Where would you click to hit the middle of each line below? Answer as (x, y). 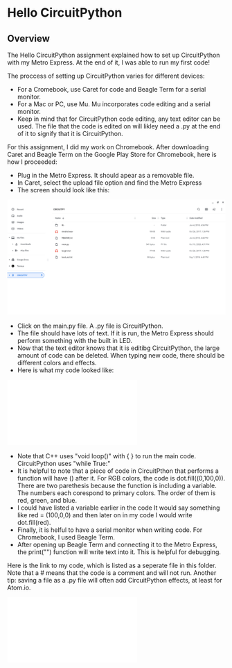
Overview (29, 39)
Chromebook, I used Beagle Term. (66, 537)
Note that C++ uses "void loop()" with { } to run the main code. (107, 456)
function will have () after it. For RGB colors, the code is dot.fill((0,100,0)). (121, 478)
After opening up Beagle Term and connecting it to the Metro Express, (117, 545)
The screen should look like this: (63, 190)
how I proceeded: (32, 162)
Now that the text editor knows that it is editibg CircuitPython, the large (118, 348)
